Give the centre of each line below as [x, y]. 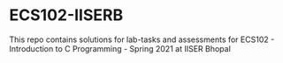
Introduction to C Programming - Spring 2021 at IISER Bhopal [120, 48]
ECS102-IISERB [66, 15]
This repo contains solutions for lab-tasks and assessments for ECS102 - [142, 39]
